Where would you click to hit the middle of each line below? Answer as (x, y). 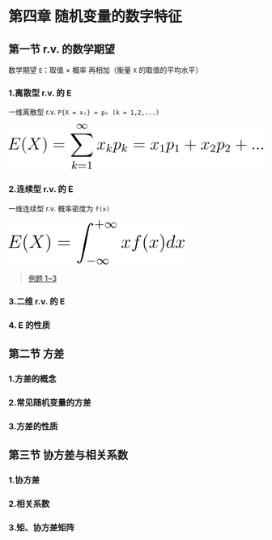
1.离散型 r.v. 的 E (40, 92)
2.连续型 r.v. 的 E (41, 189)
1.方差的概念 (32, 379)
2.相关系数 (29, 504)
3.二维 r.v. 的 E (37, 301)
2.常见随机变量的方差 (50, 402)
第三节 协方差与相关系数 (68, 455)
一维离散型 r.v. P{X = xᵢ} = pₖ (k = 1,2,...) (84, 112)
